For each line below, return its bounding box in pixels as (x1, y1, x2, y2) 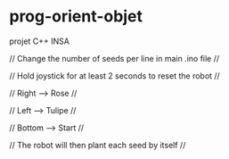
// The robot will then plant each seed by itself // (9, 139, 186, 150)
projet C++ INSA (9, 36, 70, 46)
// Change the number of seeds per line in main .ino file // (9, 53, 220, 63)
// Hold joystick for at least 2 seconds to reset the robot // (9, 70, 220, 81)
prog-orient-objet (9, 6, 143, 27)
